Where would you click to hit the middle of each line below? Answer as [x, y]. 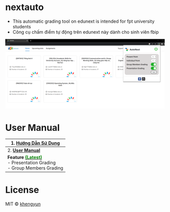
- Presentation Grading [32, 163]
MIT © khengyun [23, 204]
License [22, 190]
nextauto [25, 7]
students [22, 26]
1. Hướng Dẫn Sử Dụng [35, 143]
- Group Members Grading [35, 168]
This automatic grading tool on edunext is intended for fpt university [83, 21]
